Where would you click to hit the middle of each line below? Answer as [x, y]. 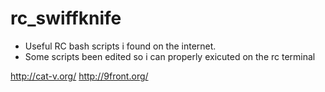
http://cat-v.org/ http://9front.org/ [79, 76]
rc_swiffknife [66, 18]
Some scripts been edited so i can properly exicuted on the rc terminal [170, 56]
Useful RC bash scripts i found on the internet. [120, 46]
